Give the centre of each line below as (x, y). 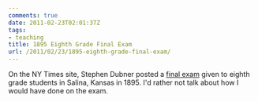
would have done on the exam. (58, 91)
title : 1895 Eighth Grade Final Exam (70, 45)
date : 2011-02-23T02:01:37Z (54, 23)
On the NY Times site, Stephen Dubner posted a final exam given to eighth (129, 74)
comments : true (33, 15)
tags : (17, 30)
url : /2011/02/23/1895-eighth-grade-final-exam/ (90, 52)
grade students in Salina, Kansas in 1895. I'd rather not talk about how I (123, 82)
